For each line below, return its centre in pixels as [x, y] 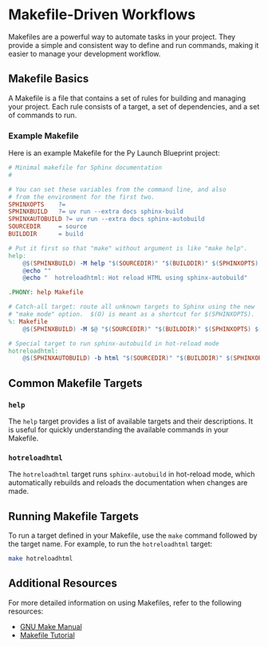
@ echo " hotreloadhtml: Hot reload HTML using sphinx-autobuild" [135, 278]
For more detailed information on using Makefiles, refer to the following [125, 602]
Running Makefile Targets [74, 516]
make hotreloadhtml [41, 559]
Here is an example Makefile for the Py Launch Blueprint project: [114, 153]
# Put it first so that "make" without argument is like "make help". [128, 248]
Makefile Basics [49, 79]
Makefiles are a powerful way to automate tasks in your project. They [122, 37]
